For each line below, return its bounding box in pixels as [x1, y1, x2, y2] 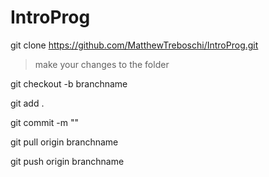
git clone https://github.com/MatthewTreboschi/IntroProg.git [10, 39, 259, 51]
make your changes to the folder [34, 58, 170, 70]
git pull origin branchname [10, 136, 119, 148]
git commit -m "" [10, 116, 80, 128]
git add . [10, 97, 45, 109]
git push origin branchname [10, 155, 125, 167]
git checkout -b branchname [10, 77, 128, 90]
